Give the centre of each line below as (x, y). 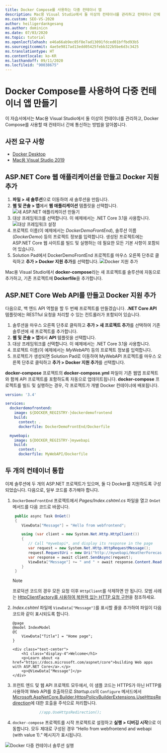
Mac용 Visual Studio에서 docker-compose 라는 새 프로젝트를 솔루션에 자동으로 (83, 272)
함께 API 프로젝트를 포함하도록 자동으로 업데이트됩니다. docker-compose (82, 379)
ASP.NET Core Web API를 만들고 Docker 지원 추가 (81, 295)
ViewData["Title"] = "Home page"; (57, 636)
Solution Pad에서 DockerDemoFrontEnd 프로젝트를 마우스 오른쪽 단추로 (83, 255)
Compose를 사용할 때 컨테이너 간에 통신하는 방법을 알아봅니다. (66, 125)
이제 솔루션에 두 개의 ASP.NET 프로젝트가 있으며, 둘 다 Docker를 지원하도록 (79, 484)
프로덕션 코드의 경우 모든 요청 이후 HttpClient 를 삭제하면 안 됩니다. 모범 (82, 591)
